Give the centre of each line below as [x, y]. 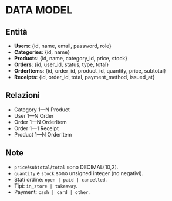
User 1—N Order [34, 115]
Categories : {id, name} [42, 52]
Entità [16, 32]
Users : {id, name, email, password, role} [63, 46]
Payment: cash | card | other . [52, 192]
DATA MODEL [39, 10]
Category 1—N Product [42, 110]
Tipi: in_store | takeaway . [46, 186]
